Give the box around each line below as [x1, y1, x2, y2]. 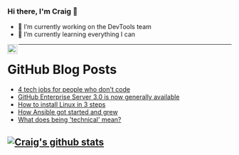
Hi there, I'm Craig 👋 [7, 6, 78, 16]
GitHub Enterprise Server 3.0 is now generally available [17, 92, 180, 102]
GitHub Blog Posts [7, 62, 117, 77]
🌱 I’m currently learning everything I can [17, 30, 136, 38]
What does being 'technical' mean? [17, 115, 122, 124]
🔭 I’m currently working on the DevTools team [17, 23, 152, 31]
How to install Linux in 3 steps [17, 100, 106, 109]
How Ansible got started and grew [17, 108, 119, 117]
